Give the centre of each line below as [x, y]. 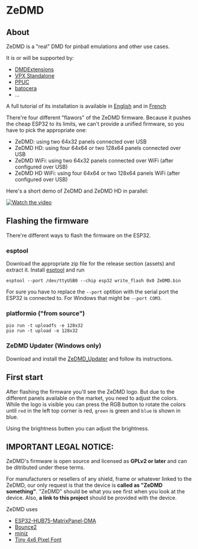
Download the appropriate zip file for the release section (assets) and [91, 264]
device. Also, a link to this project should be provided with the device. [92, 498]
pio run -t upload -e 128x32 [42, 331]
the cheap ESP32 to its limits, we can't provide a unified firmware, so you [95, 124]
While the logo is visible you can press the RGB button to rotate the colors [96, 404]
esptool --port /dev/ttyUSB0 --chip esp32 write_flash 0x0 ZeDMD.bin [94, 281]
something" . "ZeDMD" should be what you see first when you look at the [95, 491]
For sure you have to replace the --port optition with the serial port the [92, 292]
